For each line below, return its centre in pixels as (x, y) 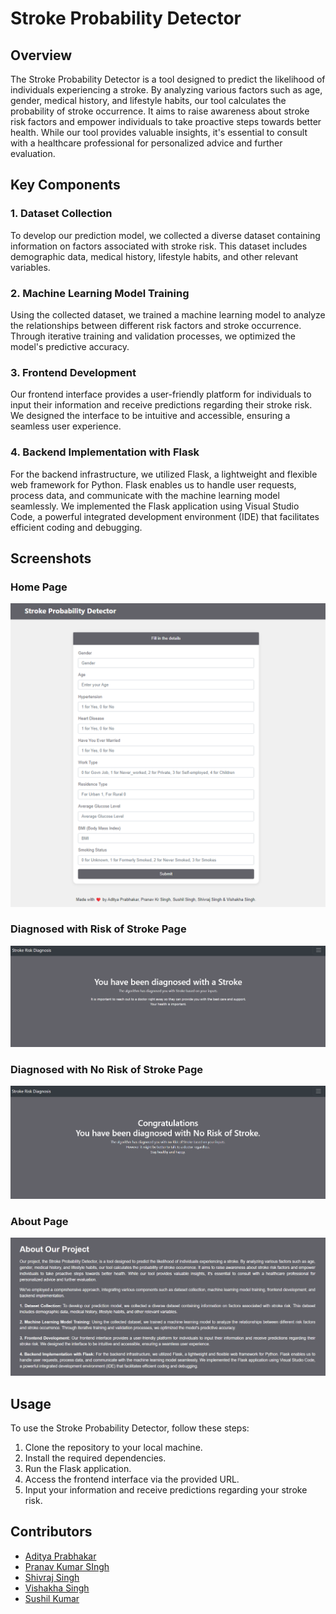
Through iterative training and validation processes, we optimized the (153, 336)
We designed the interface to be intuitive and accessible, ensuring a (150, 416)
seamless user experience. (66, 426)
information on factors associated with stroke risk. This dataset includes (159, 246)
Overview (41, 55)
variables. (30, 267)
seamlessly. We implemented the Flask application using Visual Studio (155, 506)
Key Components (65, 185)
